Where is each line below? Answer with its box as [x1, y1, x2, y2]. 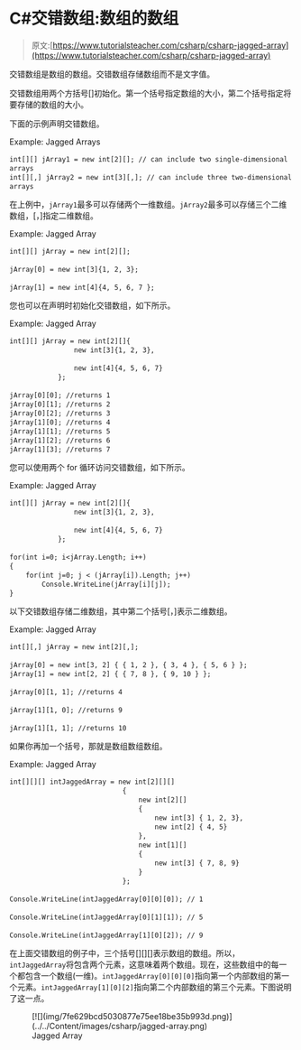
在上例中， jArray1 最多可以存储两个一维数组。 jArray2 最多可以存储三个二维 [9, 199, 287, 209]
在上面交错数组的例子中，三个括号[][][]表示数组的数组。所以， [9, 947, 241, 958]
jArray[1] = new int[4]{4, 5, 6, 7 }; [9, 283, 155, 292]
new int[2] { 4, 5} [154, 822, 228, 832]
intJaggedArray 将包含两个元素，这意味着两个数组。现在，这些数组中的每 [9, 959, 279, 970]
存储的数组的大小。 [16, 98, 88, 109]
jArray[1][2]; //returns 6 [9, 435, 111, 445]
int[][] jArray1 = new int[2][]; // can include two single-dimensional [9, 154, 288, 163]
